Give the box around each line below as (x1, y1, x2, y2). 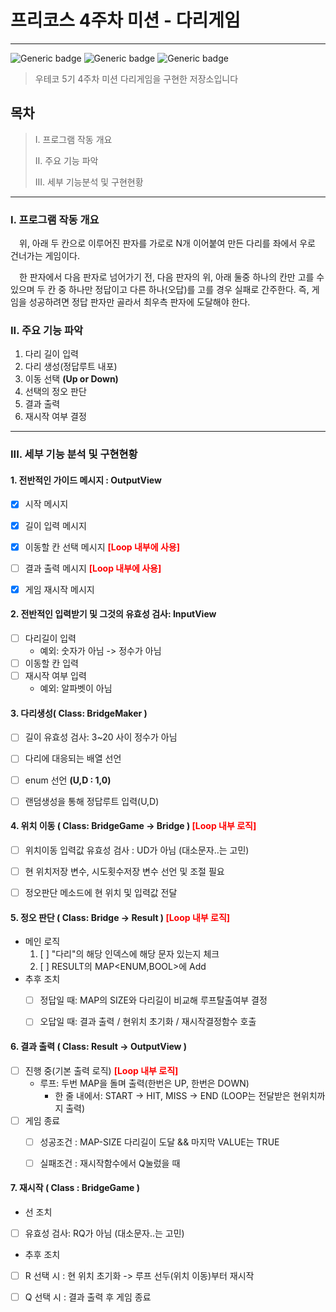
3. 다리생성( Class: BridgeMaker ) (10, 707, 148, 719)
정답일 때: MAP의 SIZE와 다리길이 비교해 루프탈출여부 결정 (39, 994, 268, 1006)
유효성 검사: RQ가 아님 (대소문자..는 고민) (24, 1227, 185, 1239)
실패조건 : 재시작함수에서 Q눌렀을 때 (39, 1157, 181, 1169)
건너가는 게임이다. (10, 250, 81, 262)
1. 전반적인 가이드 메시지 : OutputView (10, 474, 162, 486)
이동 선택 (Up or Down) (24, 373, 119, 385)
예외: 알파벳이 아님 (39, 682, 113, 695)
